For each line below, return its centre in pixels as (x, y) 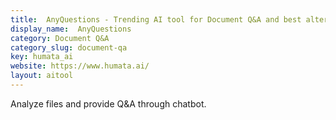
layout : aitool (42, 76)
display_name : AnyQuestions (71, 29)
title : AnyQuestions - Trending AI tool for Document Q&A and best (156, 19)
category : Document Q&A (60, 38)
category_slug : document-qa (69, 47)
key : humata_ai (42, 57)
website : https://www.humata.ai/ (80, 66)
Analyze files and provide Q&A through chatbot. (108, 103)
